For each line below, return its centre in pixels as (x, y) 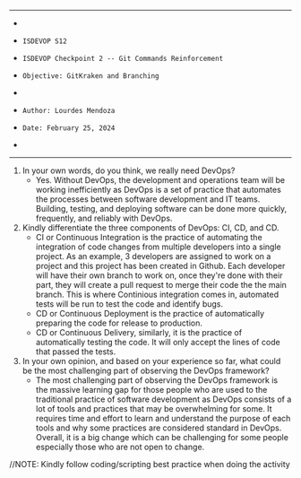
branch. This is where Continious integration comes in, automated (157, 294)
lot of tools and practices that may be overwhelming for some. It (154, 408)
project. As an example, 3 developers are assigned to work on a (153, 256)
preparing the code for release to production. (119, 323)
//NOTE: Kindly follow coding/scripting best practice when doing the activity (150, 464)
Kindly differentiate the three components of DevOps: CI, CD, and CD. (150, 228)
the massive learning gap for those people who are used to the (151, 390)
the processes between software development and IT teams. (148, 199)
